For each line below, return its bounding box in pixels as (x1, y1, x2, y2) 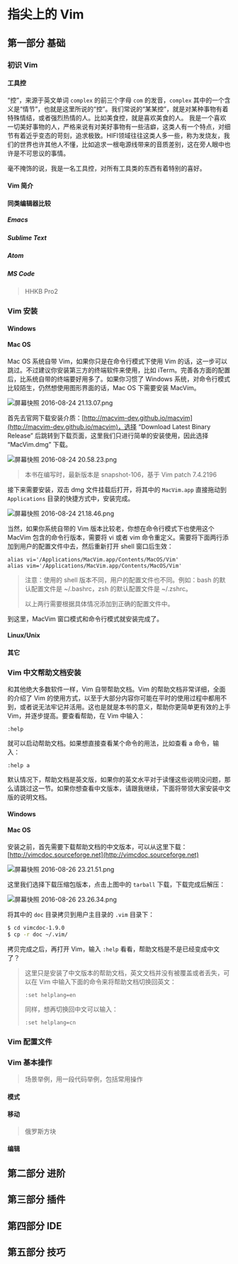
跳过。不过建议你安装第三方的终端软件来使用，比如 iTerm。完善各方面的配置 (7, 365, 231, 374)
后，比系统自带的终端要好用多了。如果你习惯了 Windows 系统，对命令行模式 (7, 375, 230, 383)
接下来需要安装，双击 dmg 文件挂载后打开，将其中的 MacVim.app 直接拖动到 (7, 485, 227, 494)
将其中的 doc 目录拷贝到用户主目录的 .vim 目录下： (7, 910, 154, 918)
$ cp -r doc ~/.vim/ (7, 930, 69, 938)
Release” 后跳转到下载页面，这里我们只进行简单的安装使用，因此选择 (7, 431, 209, 440)
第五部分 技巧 (7, 1246, 66, 1258)
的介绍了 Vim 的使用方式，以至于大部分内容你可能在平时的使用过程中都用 (7, 694, 221, 702)
